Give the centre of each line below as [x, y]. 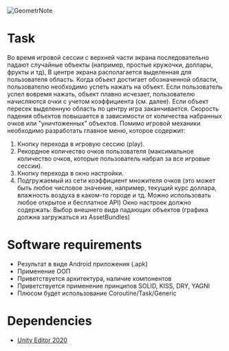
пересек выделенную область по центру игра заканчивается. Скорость [113, 108]
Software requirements [75, 245]
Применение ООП [44, 271]
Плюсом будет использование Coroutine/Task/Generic [97, 293]
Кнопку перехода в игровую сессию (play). [81, 144]
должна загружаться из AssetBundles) [74, 217]
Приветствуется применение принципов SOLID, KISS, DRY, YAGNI [113, 286]
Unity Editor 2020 [42, 340]
